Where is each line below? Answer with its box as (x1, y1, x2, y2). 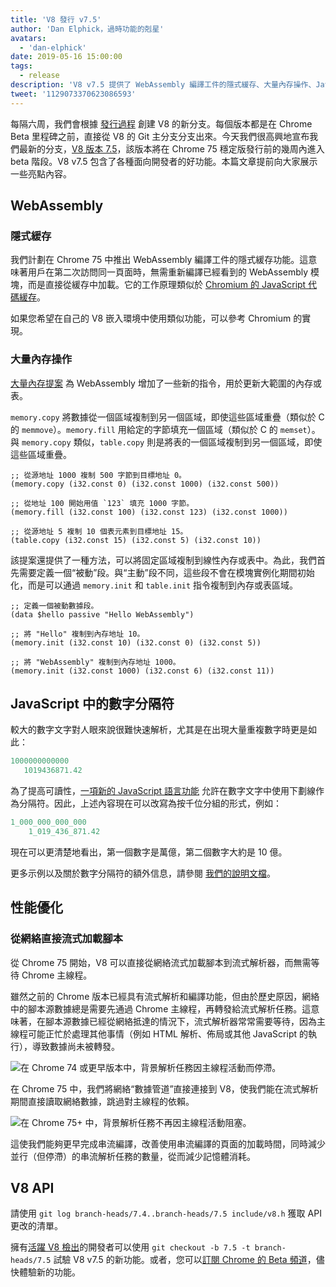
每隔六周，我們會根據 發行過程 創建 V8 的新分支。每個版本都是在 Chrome (10, 117, 313, 130)
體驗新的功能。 (18, 1266, 81, 1278)
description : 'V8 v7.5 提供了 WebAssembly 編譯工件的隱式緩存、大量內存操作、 (10, 80, 317, 90)
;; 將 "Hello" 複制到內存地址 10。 (10, 629, 145, 639)
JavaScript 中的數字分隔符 (10, 696, 175, 712)
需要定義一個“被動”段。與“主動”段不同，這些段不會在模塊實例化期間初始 (18, 566, 315, 578)
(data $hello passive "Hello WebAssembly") (10, 609, 195, 620)
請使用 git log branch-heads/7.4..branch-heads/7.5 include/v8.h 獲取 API (10, 1207, 322, 1220)
